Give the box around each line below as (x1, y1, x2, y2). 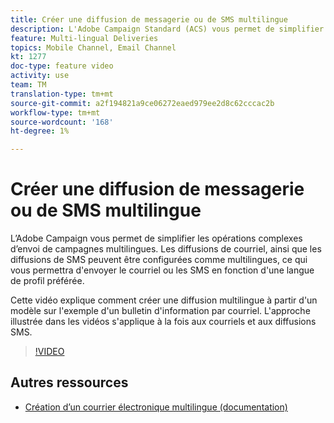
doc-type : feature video (10, 61, 114, 71)
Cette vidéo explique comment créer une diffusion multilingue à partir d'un (10, 294, 318, 306)
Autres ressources (10, 374, 129, 391)
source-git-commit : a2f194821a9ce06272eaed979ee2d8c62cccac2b (10, 98, 275, 108)
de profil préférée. (10, 275, 85, 287)
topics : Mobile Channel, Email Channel (10, 42, 177, 53)
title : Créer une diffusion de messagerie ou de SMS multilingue (10, 14, 288, 25)
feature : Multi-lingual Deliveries (10, 33, 159, 43)
